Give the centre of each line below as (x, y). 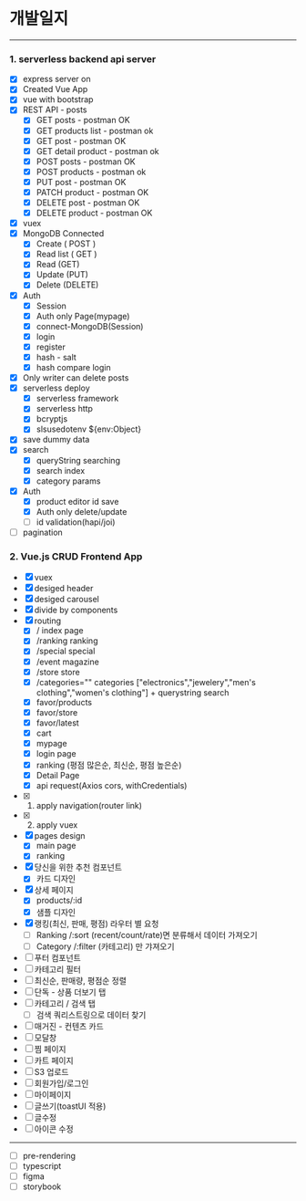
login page (56, 754)
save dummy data (56, 440)
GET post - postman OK (81, 141)
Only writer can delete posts (76, 378)
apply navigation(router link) (89, 806)
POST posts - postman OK (86, 162)
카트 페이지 (54, 1060)
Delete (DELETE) (67, 285)
